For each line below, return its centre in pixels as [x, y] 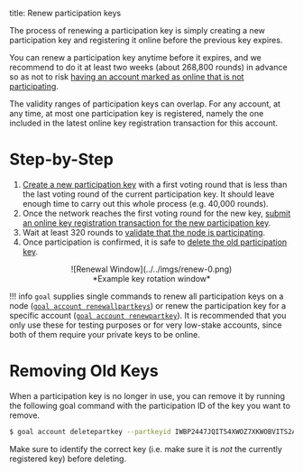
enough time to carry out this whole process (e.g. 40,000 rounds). [145, 203]
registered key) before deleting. [68, 459]
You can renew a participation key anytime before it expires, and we [135, 57]
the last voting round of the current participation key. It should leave [148, 194]
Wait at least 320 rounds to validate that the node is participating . [144, 232]
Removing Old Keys [84, 371]
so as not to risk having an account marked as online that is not [127, 77]
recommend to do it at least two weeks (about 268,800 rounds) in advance [148, 67]
